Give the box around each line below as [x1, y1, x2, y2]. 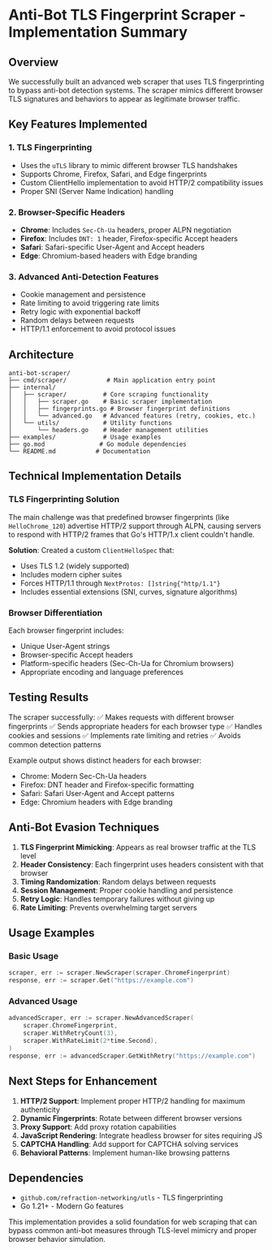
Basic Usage [8, 950, 59, 962]
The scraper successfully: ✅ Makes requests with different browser [8, 712, 235, 722]
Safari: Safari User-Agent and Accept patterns [19, 788, 175, 798]
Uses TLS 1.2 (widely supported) [19, 560, 130, 570]
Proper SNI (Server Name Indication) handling [19, 186, 175, 196]
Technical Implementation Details [8, 469, 182, 483]
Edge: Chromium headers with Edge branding [19, 797, 173, 807]
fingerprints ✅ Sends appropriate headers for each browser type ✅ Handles [8, 721, 262, 731]
